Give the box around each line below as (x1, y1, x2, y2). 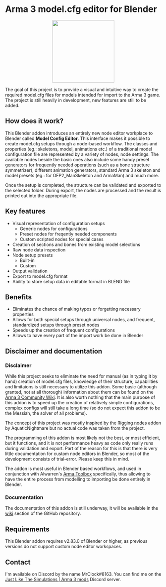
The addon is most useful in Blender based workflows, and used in (5, 466, 142, 471)
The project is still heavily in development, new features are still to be (5, 97, 146, 103)
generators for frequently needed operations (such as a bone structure (5, 162, 150, 168)
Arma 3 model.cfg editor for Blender (5, 3, 157, 15)
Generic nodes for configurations (19, 226, 88, 232)
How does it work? (5, 117, 64, 125)
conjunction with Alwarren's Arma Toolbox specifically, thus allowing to (5, 471, 151, 477)
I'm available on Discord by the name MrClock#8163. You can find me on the (5, 571, 162, 577)
